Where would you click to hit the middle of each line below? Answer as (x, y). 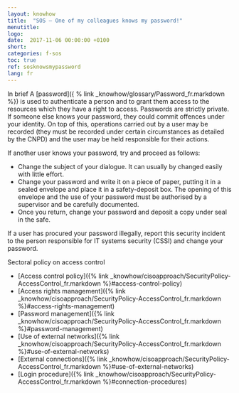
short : (17, 47)
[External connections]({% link (63, 359)
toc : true (22, 60)
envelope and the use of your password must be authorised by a (112, 197)
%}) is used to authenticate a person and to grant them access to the (108, 101)
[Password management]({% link (66, 313)
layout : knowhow (31, 14)
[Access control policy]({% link (63, 276)
